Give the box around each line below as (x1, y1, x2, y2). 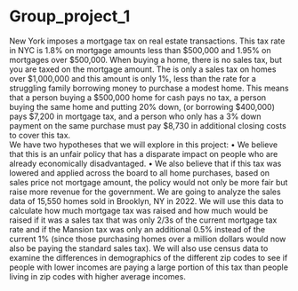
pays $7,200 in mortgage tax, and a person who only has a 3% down (9, 111, 262, 122)
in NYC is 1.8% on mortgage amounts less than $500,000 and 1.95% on (9, 44, 271, 55)
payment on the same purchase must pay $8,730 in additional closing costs (9, 120, 286, 130)
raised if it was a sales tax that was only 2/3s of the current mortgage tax (9, 215, 278, 225)
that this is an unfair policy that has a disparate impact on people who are (9, 148, 278, 159)
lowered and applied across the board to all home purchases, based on (9, 167, 270, 178)
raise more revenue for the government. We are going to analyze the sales (9, 186, 282, 197)
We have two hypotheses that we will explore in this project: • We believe (9, 139, 278, 150)
